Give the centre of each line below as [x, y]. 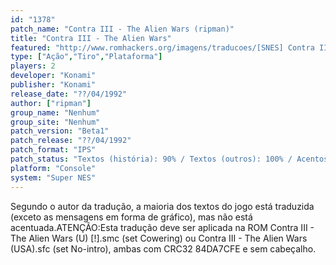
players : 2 [33, 66]
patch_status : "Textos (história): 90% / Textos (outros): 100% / [151, 159]
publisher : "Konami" [53, 85]
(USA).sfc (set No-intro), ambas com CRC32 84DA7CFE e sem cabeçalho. [163, 248]
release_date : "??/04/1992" [69, 94]
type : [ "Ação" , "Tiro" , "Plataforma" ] [86, 57]
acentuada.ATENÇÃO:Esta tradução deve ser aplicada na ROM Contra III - [162, 227]
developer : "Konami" [53, 76]
